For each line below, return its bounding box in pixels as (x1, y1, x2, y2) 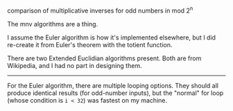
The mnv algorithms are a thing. (7, 19, 98, 28)
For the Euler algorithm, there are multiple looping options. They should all (7, 81, 218, 89)
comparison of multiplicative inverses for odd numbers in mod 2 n (7, 6, 193, 15)
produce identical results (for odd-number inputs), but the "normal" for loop (7, 89, 224, 97)
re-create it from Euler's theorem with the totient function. (7, 40, 173, 49)
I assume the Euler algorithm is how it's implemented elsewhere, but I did (7, 33, 216, 42)
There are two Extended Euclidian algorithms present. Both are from (7, 54, 202, 62)
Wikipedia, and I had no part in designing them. (7, 61, 142, 69)
